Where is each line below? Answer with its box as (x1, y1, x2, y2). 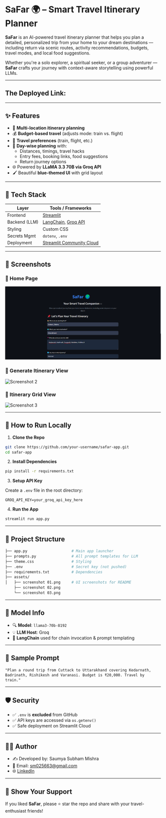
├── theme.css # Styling (5, 559, 92, 564)
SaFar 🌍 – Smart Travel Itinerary (5, 4, 140, 15)
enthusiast (5, 808, 27, 814)
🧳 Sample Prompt (5, 654, 59, 663)
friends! (27, 808, 43, 814)
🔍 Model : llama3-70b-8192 (12, 622, 67, 628)
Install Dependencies (12, 459, 57, 464)
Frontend (7, 212, 26, 218)
